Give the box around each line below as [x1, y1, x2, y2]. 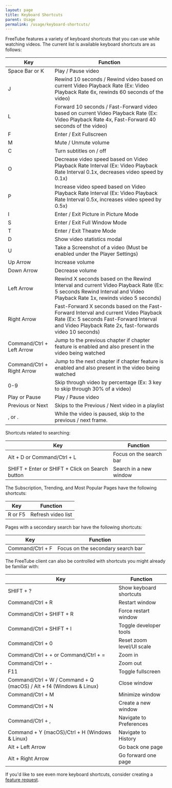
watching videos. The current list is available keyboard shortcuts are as [5, 41, 156, 48]
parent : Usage [5, 17, 36, 22]
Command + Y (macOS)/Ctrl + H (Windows [8, 729, 112, 736]
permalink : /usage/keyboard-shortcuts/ [5, 21, 91, 27]
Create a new [118, 699, 151, 707]
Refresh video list [30, 511, 73, 518]
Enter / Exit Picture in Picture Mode [54, 211, 139, 218]
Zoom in [118, 651, 138, 659]
